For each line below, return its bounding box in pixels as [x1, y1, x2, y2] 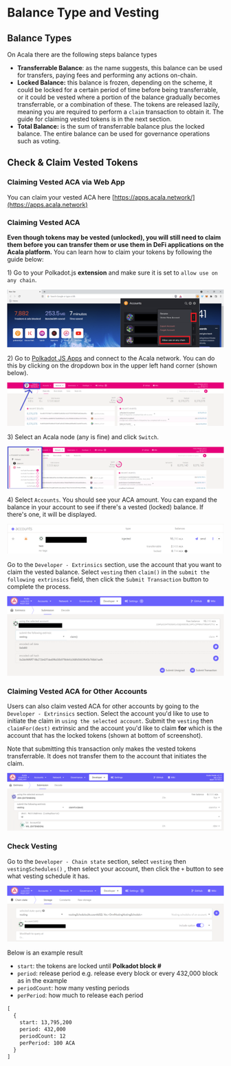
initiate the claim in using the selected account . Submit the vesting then [7, 717, 214, 725]
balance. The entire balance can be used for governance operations [16, 129, 210, 138]
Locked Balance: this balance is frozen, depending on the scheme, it [16, 78, 213, 87]
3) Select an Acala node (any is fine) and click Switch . [7, 432, 159, 441]
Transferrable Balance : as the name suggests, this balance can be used [16, 64, 223, 72]
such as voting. [16, 137, 60, 145]
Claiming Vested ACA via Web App [7, 178, 125, 187]
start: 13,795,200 [19, 1019, 72, 1026]
